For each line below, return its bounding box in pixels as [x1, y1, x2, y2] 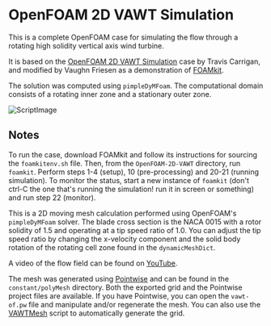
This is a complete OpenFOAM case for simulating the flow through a [8, 32, 239, 42]
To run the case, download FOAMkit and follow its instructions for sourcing [8, 149, 257, 159]
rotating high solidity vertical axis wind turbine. [8, 40, 164, 50]
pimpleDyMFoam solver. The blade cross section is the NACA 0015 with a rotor [8, 216, 262, 227]
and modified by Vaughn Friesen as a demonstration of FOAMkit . [8, 65, 224, 74]
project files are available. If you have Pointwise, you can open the [8, 290, 230, 300]
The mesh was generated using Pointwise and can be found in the [8, 274, 229, 283]
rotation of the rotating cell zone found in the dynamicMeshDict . [8, 242, 216, 252]
